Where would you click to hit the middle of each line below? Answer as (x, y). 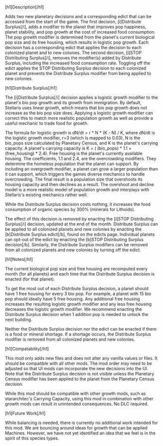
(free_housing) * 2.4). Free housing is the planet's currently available (74, 153)
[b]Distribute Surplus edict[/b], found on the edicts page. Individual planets (80, 234)
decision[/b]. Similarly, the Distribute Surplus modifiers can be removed (76, 245)
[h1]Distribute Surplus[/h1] (31, 88)
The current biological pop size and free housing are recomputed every (76, 269)
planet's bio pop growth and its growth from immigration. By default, (73, 102)
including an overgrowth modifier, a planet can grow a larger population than (81, 169)
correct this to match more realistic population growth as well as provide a (79, 118)
